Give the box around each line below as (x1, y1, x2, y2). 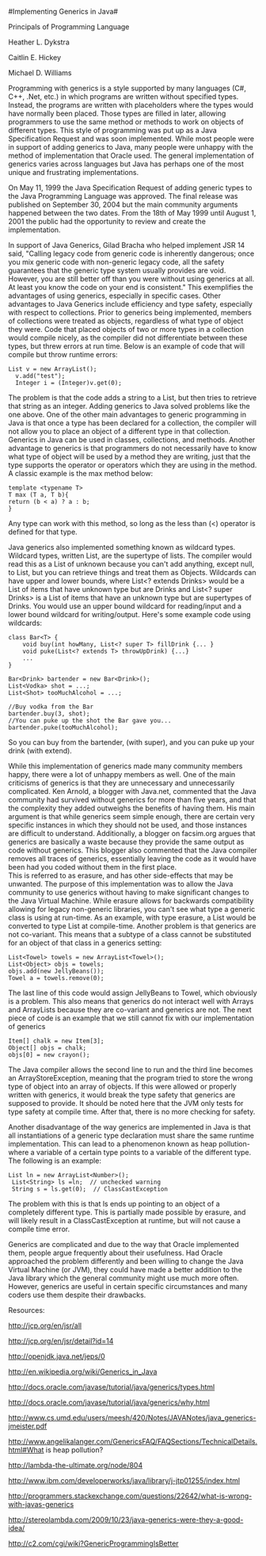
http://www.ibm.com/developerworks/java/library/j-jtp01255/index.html (8, 1476, 241, 1485)
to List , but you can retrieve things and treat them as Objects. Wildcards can (8, 568, 256, 577)
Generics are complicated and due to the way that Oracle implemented (8, 1240, 239, 1249)
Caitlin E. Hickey (8, 53, 62, 62)
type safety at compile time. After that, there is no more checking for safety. (8, 1107, 256, 1116)
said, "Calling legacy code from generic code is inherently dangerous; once (8, 249, 255, 258)
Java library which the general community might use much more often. (8, 1273, 239, 1283)
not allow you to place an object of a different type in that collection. (8, 427, 231, 436)
